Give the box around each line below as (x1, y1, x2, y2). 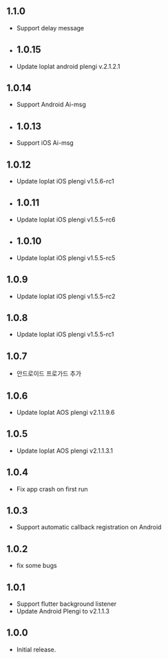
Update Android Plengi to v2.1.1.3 (16, 607, 109, 615)
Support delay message (16, 23, 85, 32)
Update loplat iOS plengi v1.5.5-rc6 (16, 215, 116, 224)
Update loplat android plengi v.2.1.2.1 (16, 62, 120, 70)
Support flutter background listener (16, 600, 117, 608)
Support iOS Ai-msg (16, 139, 74, 147)
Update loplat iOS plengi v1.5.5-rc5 (16, 253, 116, 262)
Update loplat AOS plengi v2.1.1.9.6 (16, 408, 115, 416)
